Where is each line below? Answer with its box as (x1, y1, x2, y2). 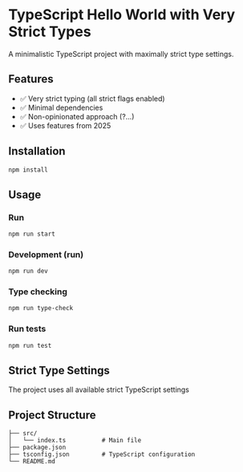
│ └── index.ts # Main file (8, 437, 142, 445)
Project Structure (8, 408, 96, 422)
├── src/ (8, 430, 38, 438)
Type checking (8, 286, 68, 297)
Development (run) (8, 248, 84, 260)
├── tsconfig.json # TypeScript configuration (8, 450, 196, 458)
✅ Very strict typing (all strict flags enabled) (19, 94, 166, 103)
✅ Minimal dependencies (19, 103, 103, 112)
